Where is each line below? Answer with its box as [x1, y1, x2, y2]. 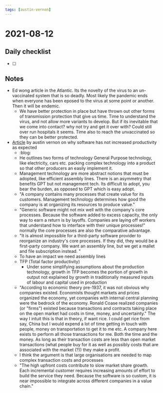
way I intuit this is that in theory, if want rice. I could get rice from [19, 316, 150, 322]
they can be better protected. [19, 134, 78, 140]
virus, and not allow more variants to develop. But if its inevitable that [19, 119, 158, 124]
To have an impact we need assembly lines [19, 253, 106, 259]
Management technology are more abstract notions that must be [19, 170, 149, 176]
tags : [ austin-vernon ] [5, 7, 51, 12]
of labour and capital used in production [26, 279, 107, 286]
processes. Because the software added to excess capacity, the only [19, 212, 158, 218]
